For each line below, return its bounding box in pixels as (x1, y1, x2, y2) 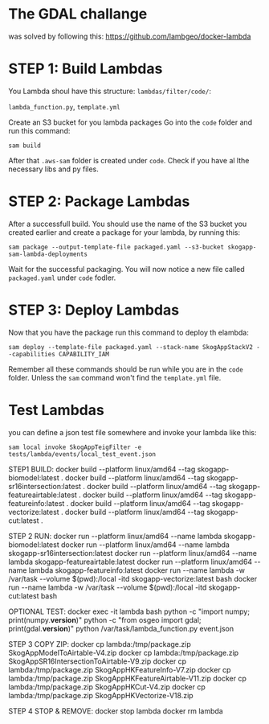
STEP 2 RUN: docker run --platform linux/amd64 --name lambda (8, 531, 222, 541)
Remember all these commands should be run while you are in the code (8, 364, 243, 374)
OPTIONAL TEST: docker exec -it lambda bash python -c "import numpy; (8, 607, 251, 616)
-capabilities (8, 350, 56, 358)
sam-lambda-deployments (8, 250, 88, 258)
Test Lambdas (8, 401, 104, 419)
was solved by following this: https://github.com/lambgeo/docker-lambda (8, 31, 251, 41)
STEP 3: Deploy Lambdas (8, 301, 179, 319)
